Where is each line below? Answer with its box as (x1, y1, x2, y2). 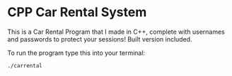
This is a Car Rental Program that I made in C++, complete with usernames (7, 27, 225, 36)
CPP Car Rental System (7, 4, 147, 20)
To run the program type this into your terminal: (7, 49, 146, 57)
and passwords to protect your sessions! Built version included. (7, 34, 192, 43)
